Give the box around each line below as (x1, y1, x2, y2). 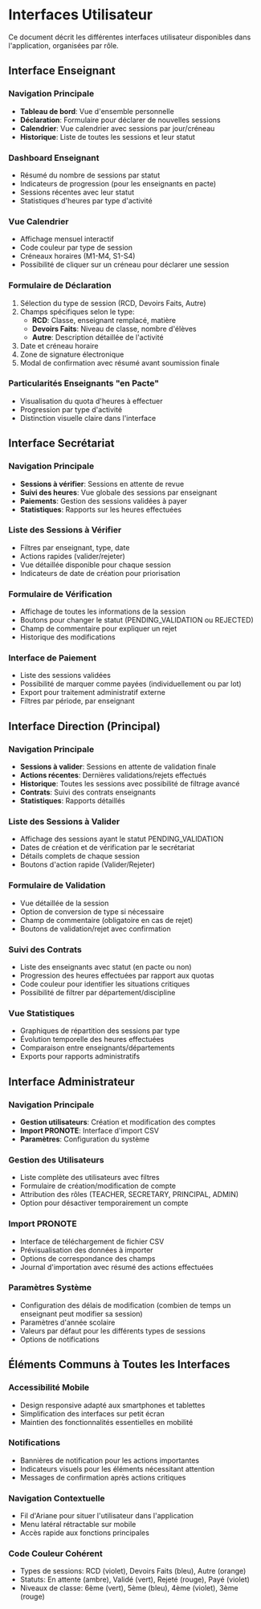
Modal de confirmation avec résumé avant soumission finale (19, 357, 220, 367)
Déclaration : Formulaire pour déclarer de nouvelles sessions (19, 115, 221, 125)
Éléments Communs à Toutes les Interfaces (8, 1358, 230, 1371)
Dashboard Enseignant (8, 152, 100, 163)
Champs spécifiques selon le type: (19, 307, 135, 316)
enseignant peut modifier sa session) (19, 1309, 143, 1318)
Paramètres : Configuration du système (19, 1134, 150, 1144)
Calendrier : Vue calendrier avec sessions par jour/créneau (19, 123, 215, 133)
